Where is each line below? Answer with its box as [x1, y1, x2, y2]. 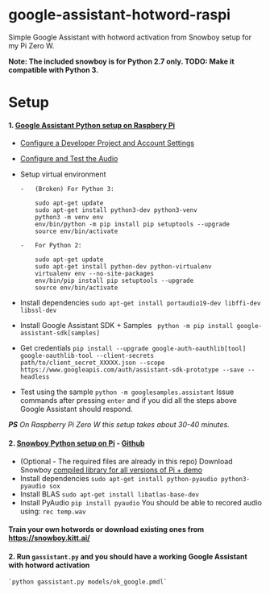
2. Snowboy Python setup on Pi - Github [8, 438, 145, 448]
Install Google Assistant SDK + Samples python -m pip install [19, 321, 234, 330]
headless [19, 373, 50, 381]
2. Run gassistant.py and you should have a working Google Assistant [8, 551, 247, 561]
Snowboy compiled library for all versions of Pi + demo [19, 465, 203, 475]
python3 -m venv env [35, 214, 104, 222]
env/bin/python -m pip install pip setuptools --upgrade [35, 220, 231, 229]
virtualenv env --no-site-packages [35, 270, 155, 278]
